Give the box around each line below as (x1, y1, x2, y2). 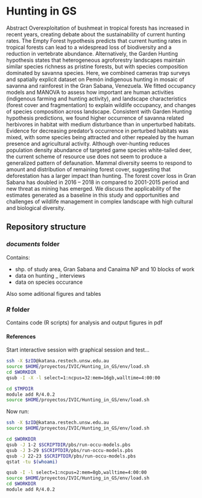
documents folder (6, 240, 60, 249)
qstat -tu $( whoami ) (6, 459, 58, 465)
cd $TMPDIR (6, 385, 34, 392)
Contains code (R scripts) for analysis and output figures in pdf (6, 319, 163, 326)
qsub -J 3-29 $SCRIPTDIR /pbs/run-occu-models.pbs (6, 447, 134, 453)
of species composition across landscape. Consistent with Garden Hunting (6, 108, 192, 115)
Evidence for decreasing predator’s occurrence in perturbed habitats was (6, 127, 189, 134)
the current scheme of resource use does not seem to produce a (6, 152, 167, 160)
